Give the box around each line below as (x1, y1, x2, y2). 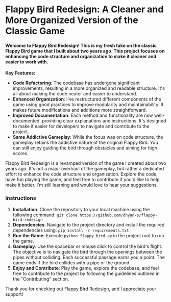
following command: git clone (12, 212, 78, 218)
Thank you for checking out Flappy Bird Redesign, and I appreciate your (5, 286, 157, 292)
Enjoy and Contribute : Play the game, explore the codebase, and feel (12, 265, 159, 271)
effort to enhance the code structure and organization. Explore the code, (5, 171, 158, 177)
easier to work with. (5, 59, 48, 65)
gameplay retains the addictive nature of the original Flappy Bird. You (12, 139, 158, 146)
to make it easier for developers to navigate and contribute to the (12, 123, 150, 130)
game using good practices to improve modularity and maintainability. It (12, 102, 164, 108)
